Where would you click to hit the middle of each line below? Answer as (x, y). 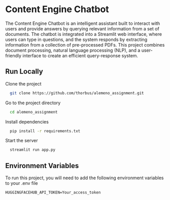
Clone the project (23, 84)
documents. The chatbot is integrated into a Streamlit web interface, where (84, 34)
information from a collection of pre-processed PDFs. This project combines (85, 45)
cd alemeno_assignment (34, 112)
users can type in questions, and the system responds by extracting (76, 39)
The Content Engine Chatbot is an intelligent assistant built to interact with (83, 23)
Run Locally (24, 72)
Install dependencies (27, 122)
